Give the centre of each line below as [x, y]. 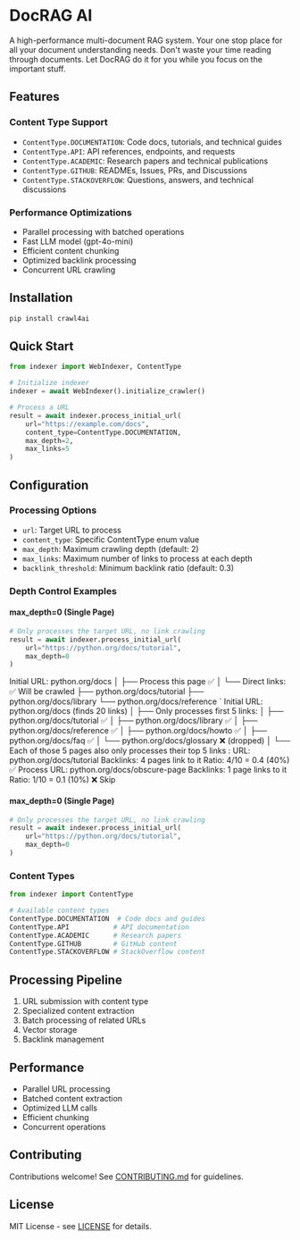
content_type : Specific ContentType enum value [111, 539]
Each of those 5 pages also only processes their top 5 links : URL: [130, 750]
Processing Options [53, 510]
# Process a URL [39, 407]
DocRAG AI [51, 16]
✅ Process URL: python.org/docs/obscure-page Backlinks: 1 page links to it [148, 770]
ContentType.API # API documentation [100, 927]
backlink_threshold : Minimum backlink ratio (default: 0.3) [128, 567]
